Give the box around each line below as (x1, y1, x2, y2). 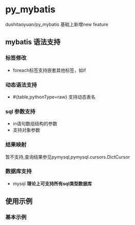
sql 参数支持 (5, 108, 36, 115)
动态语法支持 (5, 81, 37, 88)
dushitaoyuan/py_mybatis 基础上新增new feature (5, 21, 109, 27)
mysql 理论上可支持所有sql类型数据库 (12, 180, 92, 186)
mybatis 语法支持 (5, 38, 61, 47)
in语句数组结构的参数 (12, 121, 57, 127)
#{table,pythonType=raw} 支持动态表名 (12, 93, 96, 100)
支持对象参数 (12, 127, 40, 133)
